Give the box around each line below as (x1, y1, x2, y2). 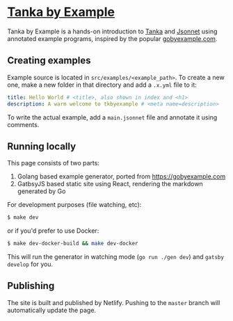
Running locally (7, 140, 77, 152)
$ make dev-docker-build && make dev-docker (7, 240, 138, 247)
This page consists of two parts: (7, 159, 99, 167)
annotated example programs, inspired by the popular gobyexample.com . (7, 34, 218, 42)
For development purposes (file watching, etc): (7, 201, 142, 209)
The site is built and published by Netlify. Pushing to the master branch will (7, 298, 220, 306)
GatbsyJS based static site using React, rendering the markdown (17, 180, 203, 188)
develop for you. (7, 260, 54, 268)
